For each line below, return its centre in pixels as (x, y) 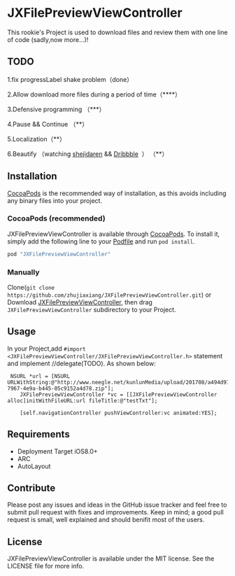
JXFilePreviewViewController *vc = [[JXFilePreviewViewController (119, 394)
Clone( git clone (31, 288)
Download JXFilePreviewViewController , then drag (80, 302)
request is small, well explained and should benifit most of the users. (106, 520)
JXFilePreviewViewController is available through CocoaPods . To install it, (114, 234)
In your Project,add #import (47, 349)
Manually (23, 272)
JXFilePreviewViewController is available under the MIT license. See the (111, 559)
